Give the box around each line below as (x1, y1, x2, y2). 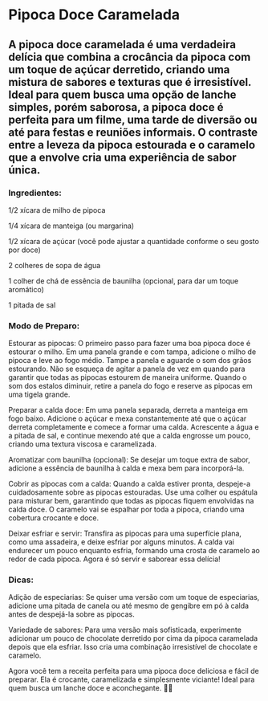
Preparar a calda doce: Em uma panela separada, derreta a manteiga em (8, 406, 249, 415)
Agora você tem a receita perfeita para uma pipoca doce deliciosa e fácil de (8, 666, 259, 676)
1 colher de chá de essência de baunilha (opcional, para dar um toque (8, 275, 239, 286)
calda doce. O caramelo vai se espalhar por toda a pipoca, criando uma (8, 504, 245, 515)
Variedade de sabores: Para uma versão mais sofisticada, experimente (8, 625, 242, 635)
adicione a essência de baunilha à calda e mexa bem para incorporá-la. (8, 463, 245, 473)
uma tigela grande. (8, 389, 71, 399)
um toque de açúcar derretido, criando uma (8, 63, 230, 76)
